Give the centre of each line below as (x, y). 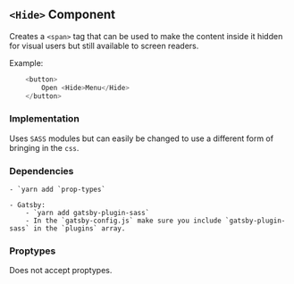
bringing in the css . (44, 147)
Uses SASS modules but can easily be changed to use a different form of (142, 138)
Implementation (45, 119)
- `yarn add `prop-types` (57, 190)
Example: (26, 63)
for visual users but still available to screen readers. (104, 46)
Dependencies (42, 171)
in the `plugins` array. (79, 229)
